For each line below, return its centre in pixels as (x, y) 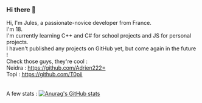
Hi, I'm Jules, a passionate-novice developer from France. (79, 23)
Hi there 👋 (21, 10)
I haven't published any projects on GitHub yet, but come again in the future (101, 48)
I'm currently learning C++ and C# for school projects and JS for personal (99, 36)
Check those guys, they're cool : (47, 61)
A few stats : (22, 94)
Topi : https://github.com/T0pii (44, 75)
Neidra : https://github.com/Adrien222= (56, 68)
